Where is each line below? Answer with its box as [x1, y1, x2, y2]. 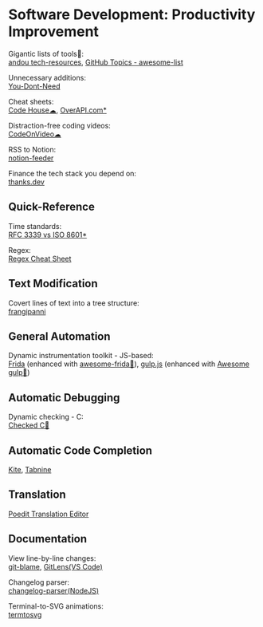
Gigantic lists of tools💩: [8, 49, 84, 58]
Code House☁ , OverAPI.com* [8, 105, 108, 115]
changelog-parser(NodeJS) [8, 586, 100, 595]
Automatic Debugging [8, 391, 120, 404]
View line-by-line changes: [8, 553, 96, 563]
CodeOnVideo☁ [8, 129, 61, 139]
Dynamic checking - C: [8, 412, 84, 422]
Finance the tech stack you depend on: [8, 168, 137, 178]
